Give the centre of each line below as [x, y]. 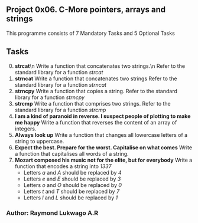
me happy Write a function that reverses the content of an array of [96, 122]
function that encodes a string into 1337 [63, 166]
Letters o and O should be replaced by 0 [73, 185]
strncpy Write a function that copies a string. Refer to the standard [96, 91]
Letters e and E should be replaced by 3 [72, 179]
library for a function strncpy [49, 97]
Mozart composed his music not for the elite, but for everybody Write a [103, 160]
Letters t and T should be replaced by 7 [72, 191]
